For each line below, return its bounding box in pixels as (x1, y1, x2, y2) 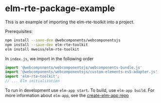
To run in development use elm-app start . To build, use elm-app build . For (5, 87, 155, 93)
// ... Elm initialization (5, 79, 60, 84)
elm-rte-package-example (5, 3, 115, 14)
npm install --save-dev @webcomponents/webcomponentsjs (5, 37, 121, 43)
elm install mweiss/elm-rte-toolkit (5, 47, 79, 51)
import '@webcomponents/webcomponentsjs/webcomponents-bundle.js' (5, 65, 143, 70)
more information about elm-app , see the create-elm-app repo (5, 93, 129, 99)
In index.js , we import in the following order (5, 55, 94, 61)
